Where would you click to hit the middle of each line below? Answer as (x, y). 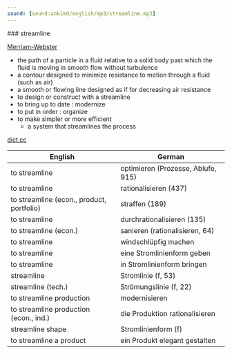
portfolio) (26, 208)
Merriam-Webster (32, 46)
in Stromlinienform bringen (164, 264)
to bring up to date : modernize (61, 104)
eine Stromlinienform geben (165, 253)
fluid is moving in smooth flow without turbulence (87, 67)
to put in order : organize (52, 111)
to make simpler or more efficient (64, 119)
